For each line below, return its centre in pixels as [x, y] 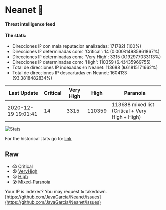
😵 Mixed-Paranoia [31, 182]
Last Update [24, 93]
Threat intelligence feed [30, 24]
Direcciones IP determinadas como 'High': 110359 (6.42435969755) [81, 62]
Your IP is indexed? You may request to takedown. [56, 191]
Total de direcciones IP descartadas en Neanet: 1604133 [70, 72]
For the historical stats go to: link [38, 138]
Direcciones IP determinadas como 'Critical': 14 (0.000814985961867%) [86, 51]
